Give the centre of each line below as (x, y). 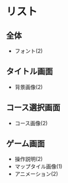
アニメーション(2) (36, 174)
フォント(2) (29, 51)
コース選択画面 (33, 108)
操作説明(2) (29, 159)
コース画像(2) (31, 123)
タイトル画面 (30, 72)
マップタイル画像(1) (38, 166)
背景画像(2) (29, 87)
